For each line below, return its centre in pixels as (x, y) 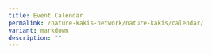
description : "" (35, 38)
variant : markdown (39, 30)
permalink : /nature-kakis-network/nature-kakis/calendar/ (106, 23)
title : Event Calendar (46, 15)
